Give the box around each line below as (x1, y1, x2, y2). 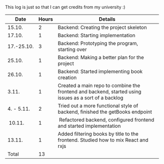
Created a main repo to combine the (58, 82, 141, 89)
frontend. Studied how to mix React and (58, 137, 149, 143)
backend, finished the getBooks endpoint (58, 109, 152, 115)
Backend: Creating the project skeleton (58, 24, 147, 31)
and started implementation (58, 122, 121, 129)
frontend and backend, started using (58, 88, 142, 95)
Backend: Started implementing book (58, 68, 143, 75)
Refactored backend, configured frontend (59, 117, 155, 123)
